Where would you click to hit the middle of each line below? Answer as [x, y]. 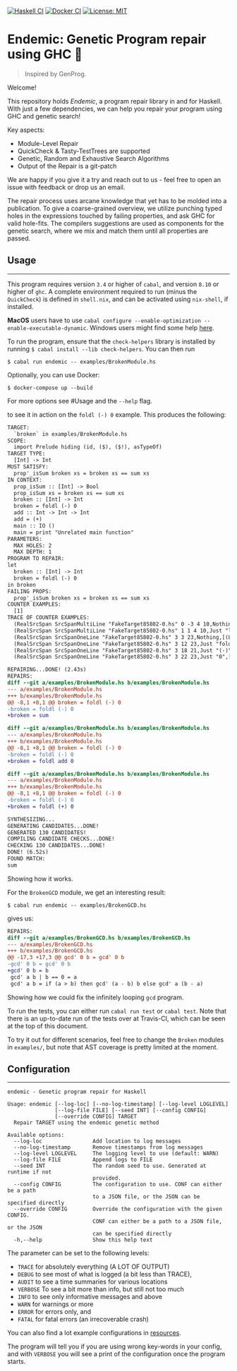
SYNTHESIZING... [31, 819]
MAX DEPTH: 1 [33, 552]
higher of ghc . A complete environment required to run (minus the [102, 291]
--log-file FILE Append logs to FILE [83, 1160]
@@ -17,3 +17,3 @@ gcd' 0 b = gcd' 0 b [66, 958]
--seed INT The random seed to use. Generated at [110, 1166]
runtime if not [30, 1172]
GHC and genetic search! [44, 116]
